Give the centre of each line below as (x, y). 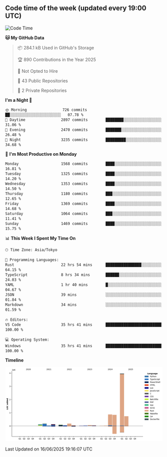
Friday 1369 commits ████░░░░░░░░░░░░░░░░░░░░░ (83, 204)
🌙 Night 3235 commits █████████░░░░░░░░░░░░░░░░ (83, 140)
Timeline (14, 360)
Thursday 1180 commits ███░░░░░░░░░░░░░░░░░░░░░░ (83, 194)
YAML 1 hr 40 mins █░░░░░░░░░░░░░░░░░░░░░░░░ (83, 285)
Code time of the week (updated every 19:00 (76, 8)
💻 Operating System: (27, 340)
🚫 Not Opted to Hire (38, 71)
